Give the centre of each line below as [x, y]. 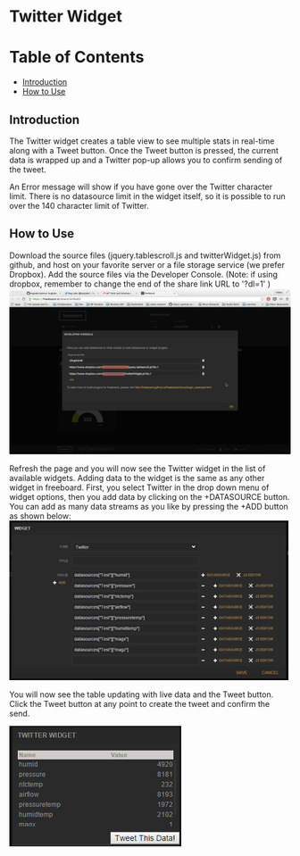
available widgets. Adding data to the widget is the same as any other [137, 478]
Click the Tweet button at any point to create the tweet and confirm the [140, 704]
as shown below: [40, 516]
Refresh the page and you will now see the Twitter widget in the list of [137, 469]
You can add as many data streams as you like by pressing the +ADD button [149, 507]
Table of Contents [77, 58]
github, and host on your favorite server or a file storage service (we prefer [147, 264]
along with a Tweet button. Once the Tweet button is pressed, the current [144, 150]
